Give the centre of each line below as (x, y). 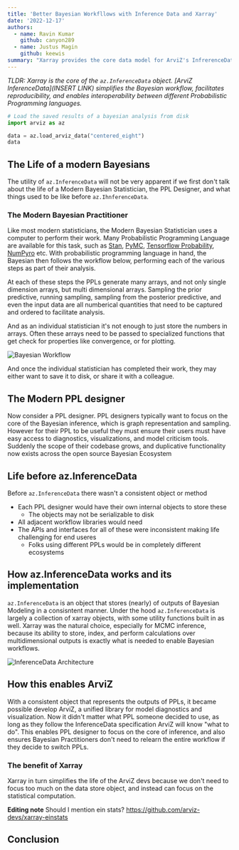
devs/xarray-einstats (38, 817)
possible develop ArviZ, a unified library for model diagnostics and (105, 709)
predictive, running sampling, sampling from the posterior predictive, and (115, 297)
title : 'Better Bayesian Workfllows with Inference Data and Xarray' (113, 14)
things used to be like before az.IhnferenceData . (78, 197)
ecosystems (46, 552)
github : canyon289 (47, 41)
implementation (43, 586)
